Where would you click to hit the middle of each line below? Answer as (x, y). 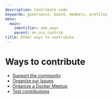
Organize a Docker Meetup (40, 86)
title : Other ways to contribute (40, 38)
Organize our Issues (33, 81)
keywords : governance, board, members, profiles (56, 14)
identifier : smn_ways (36, 28)
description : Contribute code (36, 10)
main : (15, 24)
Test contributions (31, 91)
